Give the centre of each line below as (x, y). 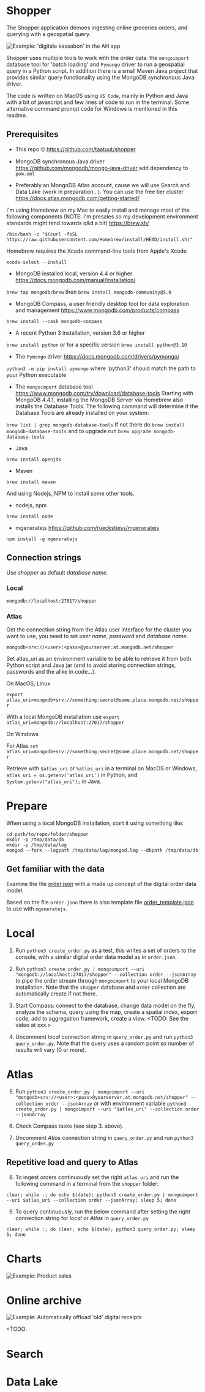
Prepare (27, 806)
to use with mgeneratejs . (37, 909)
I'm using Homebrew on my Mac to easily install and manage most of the (98, 210)
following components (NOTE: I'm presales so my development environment (102, 216)
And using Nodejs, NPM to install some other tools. (70, 493)
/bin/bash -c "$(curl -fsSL (42, 234)
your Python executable (36, 374)
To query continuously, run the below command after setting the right (103, 1211)
